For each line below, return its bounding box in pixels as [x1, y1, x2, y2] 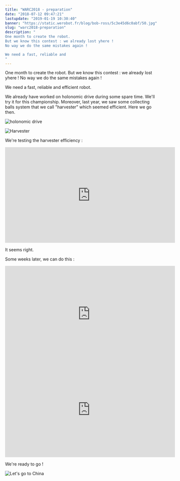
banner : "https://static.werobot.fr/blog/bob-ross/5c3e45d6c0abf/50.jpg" [5, 20, 158, 26]
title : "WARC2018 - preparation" [5, 7, 73, 12]
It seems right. [5, 247, 34, 253]
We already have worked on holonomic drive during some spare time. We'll [5, 94, 155, 100]
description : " [5, 30, 36, 34]
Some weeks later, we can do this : [5, 256, 75, 262]
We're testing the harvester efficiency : [5, 137, 83, 143]
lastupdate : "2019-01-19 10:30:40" [5, 16, 77, 21]
